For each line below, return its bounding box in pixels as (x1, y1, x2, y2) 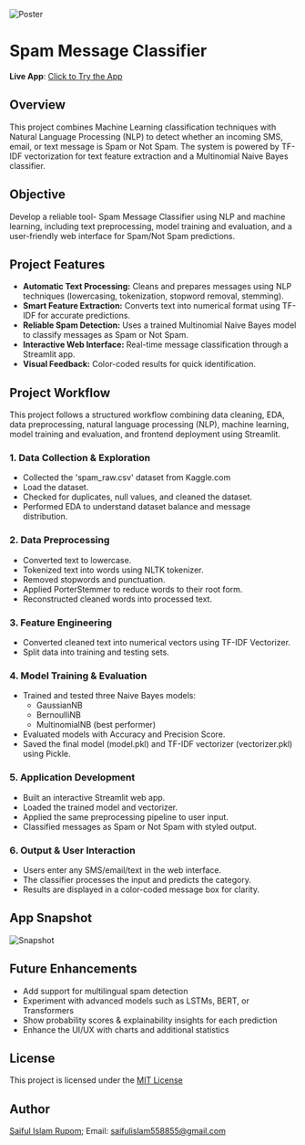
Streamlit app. (22, 349, 76, 360)
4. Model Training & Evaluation (9, 669, 147, 682)
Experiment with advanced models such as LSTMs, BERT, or (22, 995, 250, 1006)
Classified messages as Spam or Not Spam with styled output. (22, 821, 258, 832)
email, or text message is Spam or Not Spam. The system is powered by (9, 141, 280, 152)
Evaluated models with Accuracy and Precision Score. (22, 729, 226, 740)
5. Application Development (9, 772, 136, 784)
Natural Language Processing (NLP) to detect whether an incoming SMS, (9, 131, 284, 142)
